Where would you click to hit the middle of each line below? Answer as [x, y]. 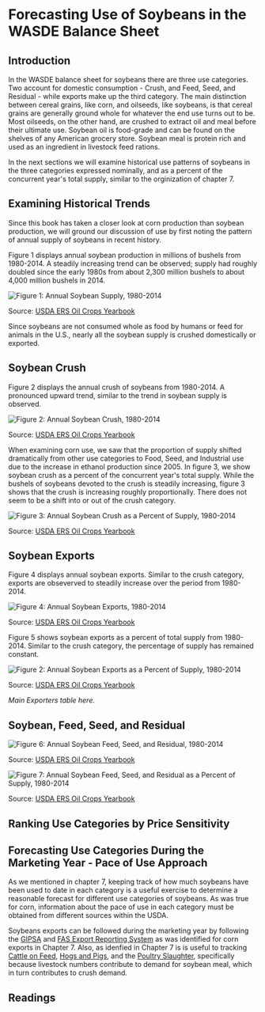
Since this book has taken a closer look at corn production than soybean [126, 222]
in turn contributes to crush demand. [68, 973]
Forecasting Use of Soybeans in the [127, 15]
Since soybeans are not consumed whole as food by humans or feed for [126, 326]
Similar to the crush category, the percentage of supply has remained [141, 646]
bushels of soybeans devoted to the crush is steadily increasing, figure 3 [127, 483]
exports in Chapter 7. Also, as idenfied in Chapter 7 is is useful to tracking [128, 948]
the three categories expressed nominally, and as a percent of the [115, 171]
